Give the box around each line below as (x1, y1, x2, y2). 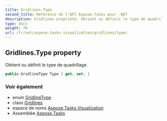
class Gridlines (12, 100, 43, 106)
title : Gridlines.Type (5, 7, 52, 12)
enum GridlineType (12, 94, 51, 100)
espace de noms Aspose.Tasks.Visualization (12, 105, 104, 111)
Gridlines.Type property (5, 49, 82, 57)
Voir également (5, 83, 43, 90)
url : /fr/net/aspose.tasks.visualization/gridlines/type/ (5, 30, 128, 35)
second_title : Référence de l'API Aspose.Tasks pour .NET (5, 12, 128, 17)
